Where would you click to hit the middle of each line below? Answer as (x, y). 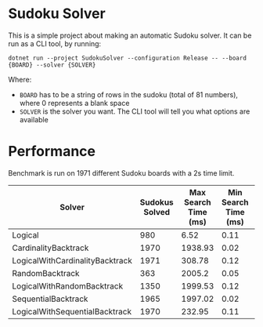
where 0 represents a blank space (74, 103)
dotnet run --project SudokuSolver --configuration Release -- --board (127, 58)
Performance (52, 152)
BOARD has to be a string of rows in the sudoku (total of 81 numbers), (129, 94)
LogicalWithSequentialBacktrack (72, 311)
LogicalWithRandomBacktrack (68, 285)
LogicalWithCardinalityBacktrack (72, 260)
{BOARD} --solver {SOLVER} (52, 65)
